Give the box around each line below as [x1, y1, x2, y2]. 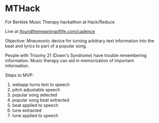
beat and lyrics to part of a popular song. [5, 43, 87, 49]
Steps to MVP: [5, 72, 34, 78]
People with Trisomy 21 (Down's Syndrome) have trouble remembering [5, 52, 147, 58]
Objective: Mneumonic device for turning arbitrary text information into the [5, 37, 155, 44]
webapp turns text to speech [12, 81, 70, 88]
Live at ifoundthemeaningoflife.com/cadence [5, 28, 95, 34]
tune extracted [12, 107, 42, 113]
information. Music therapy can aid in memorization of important [5, 57, 134, 63]
